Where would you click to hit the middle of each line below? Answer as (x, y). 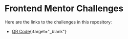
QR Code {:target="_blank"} (39, 31)
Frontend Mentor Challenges (64, 9)
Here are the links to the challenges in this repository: (58, 22)
